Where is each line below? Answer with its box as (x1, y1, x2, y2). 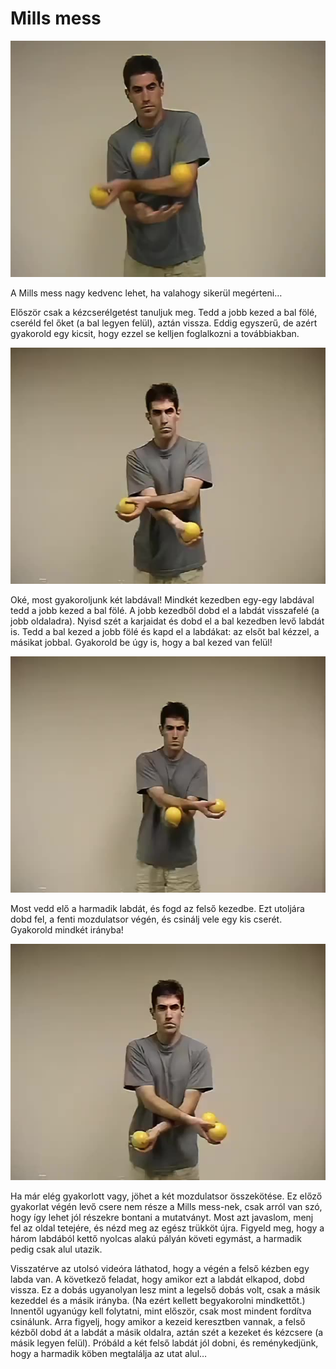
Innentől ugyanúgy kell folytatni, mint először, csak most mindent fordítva (10, 1305, 312, 1317)
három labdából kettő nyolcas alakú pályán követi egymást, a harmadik (10, 1232, 302, 1244)
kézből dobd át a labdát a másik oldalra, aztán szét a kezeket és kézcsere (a (10, 1326, 324, 1338)
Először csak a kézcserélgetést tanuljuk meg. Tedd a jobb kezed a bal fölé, (10, 306, 318, 318)
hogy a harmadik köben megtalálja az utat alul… (10, 1347, 208, 1359)
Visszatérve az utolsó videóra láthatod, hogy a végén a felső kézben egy (10, 1262, 310, 1274)
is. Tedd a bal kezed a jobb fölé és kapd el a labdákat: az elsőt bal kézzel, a (10, 625, 320, 637)
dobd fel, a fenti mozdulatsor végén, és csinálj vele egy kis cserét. (10, 913, 283, 925)
